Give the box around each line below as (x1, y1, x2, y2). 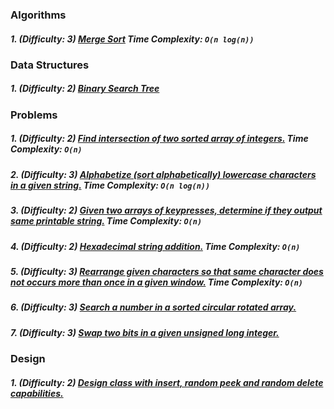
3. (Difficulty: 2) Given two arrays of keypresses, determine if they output (10, 204, 323, 217)
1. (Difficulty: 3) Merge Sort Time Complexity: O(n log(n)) (10, 33, 255, 45)
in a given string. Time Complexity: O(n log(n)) (10, 179, 211, 191)
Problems (10, 108, 58, 122)
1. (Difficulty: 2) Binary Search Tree (10, 83, 160, 95)
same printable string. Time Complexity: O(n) (10, 215, 203, 227)
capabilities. (10, 387, 64, 399)
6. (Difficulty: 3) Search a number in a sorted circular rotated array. (10, 301, 297, 313)
